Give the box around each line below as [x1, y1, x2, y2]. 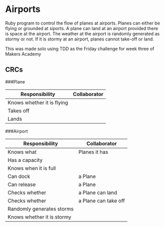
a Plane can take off [78, 197, 125, 204]
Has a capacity [7, 156, 43, 163]
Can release [7, 181, 36, 188]
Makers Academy [5, 51, 41, 57]
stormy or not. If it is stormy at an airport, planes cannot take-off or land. [5, 36, 155, 42]
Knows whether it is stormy [7, 213, 71, 220]
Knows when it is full [7, 164, 56, 171]
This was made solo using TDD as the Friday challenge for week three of [5, 45, 155, 51]
